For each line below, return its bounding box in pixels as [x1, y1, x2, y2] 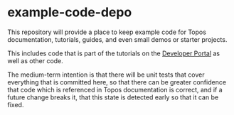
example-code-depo [7, 4, 132, 21]
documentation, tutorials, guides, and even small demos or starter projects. [7, 35, 228, 43]
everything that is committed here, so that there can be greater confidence [7, 77, 226, 86]
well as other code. [7, 56, 64, 65]
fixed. [7, 100, 24, 109]
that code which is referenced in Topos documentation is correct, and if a [7, 85, 223, 94]
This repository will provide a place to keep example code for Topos [7, 28, 206, 36]
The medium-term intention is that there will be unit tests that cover [7, 70, 205, 79]
